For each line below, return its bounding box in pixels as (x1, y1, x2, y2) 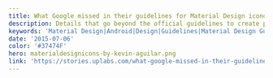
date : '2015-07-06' (8, 34, 75, 43)
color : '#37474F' (8, 42, 67, 50)
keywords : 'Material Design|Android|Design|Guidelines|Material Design (8, 27, 256, 35)
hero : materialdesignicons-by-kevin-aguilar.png (8, 50, 176, 58)
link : (8, 58, 27, 66)
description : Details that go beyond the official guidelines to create (8, 19, 260, 28)
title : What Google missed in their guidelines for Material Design (8, 11, 245, 20)
